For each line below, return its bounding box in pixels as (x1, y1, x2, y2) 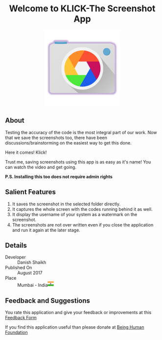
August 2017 (17, 270, 43, 276)
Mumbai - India (17, 282, 48, 288)
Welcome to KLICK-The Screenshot (9, 3, 156, 14)
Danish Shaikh (17, 259, 46, 265)
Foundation (5, 330, 28, 336)
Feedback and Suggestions (5, 296, 91, 305)
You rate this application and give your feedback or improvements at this (5, 310, 152, 315)
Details (5, 241, 27, 250)
